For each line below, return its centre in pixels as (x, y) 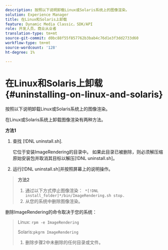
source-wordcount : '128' (31, 48)
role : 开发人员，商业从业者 (31, 29)
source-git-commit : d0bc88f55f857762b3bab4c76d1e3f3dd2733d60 (72, 38)
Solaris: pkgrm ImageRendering (48, 232)
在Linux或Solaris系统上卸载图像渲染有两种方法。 (55, 120)
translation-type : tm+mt (31, 33)
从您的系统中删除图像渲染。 (54, 201)
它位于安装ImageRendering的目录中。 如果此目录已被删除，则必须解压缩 (88, 152)
